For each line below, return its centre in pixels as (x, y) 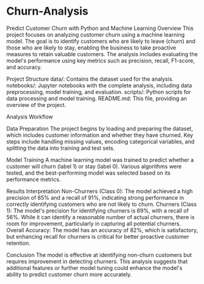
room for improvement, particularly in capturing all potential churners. (94, 224)
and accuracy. (24, 67)
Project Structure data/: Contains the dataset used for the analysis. (90, 79)
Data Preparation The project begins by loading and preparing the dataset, (100, 128)
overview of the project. (36, 104)
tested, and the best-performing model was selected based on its (88, 173)
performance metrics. (33, 179)
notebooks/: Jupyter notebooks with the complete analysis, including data (99, 85)
